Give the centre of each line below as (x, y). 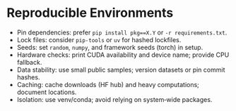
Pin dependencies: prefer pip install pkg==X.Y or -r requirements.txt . (122, 32)
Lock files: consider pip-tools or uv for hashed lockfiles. (99, 39)
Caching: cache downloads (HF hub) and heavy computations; (108, 84)
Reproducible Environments (90, 13)
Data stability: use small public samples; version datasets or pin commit (121, 70)
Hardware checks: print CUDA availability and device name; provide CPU (123, 55)
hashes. (28, 77)
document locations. (47, 92)
